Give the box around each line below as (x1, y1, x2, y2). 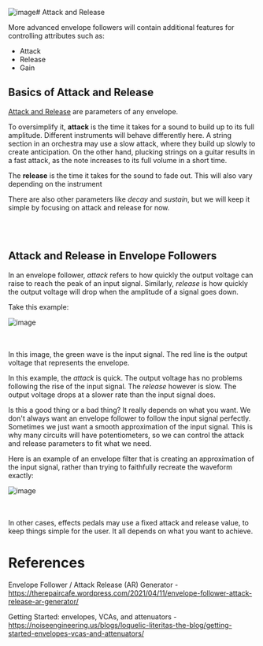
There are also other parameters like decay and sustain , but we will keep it (8, 194, 250, 204)
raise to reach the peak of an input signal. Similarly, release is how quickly (8, 278, 248, 288)
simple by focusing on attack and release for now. (8, 202, 170, 212)
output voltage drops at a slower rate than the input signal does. (8, 390, 216, 399)
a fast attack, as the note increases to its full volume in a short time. (8, 155, 228, 165)
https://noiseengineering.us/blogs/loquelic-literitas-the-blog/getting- (8, 620, 232, 629)
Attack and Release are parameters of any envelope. (8, 106, 179, 116)
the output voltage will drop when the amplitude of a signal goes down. (8, 287, 239, 296)
